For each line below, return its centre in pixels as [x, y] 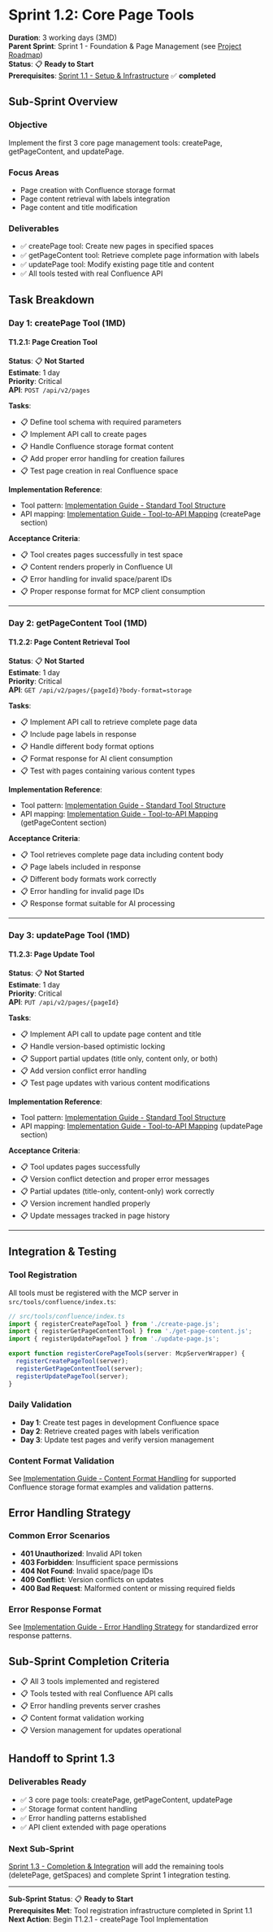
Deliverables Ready [48, 1782]
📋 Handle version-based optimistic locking [93, 1046]
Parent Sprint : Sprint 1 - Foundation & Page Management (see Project [125, 46]
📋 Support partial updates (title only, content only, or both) [119, 1058]
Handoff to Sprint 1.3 [62, 1759]
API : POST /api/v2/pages [50, 390]
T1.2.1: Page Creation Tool [53, 342]
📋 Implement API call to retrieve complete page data [108, 722]
